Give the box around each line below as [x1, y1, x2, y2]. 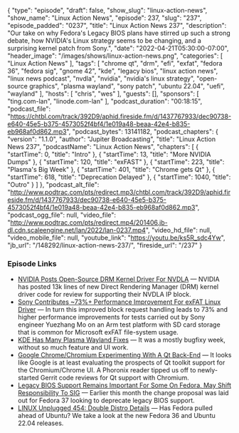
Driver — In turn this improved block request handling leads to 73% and [17, 305, 228, 314]
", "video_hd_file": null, [145, 226, 212, 234]
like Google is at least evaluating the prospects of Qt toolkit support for [17, 358, 225, 367]
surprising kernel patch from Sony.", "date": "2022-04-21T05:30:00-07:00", [7, 44, 229, 52]
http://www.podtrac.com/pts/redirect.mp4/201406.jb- [10, 218, 169, 227]
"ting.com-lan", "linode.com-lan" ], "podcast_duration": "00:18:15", [7, 97, 203, 106]
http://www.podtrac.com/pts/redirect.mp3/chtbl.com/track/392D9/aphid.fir [10, 188, 231, 196]
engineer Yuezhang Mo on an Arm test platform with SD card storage [17, 320, 221, 329]
